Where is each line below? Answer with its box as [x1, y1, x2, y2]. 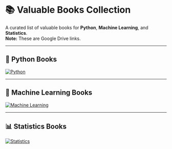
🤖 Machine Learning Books [5, 88, 93, 97]
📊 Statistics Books [5, 122, 67, 131]
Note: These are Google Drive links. [5, 35, 81, 41]
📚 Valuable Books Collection [5, 4, 131, 16]
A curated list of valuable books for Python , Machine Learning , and [5, 24, 148, 31]
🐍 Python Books [5, 55, 57, 64]
